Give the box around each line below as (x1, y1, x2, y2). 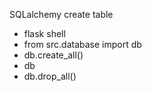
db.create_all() (23, 49, 84, 61)
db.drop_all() (23, 70, 77, 82)
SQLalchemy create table (9, 9, 114, 20)
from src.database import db (23, 39, 142, 50)
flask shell (23, 28, 66, 39)
